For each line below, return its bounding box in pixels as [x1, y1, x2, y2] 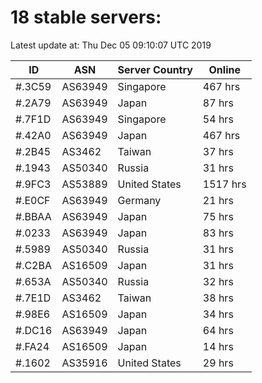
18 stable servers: [10, 6, 162, 29]
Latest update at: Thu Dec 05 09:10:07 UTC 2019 [10, 39, 212, 51]
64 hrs [202, 323, 234, 337]
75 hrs [202, 209, 234, 223]
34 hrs [202, 307, 234, 321]
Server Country [117, 62, 193, 76]
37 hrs [202, 144, 234, 158]
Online [208, 62, 241, 76]
